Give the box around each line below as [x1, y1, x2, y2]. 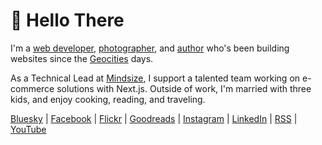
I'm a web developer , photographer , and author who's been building [10, 42, 290, 54]
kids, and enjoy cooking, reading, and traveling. [10, 93, 206, 105]
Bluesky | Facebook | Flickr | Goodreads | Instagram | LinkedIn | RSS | [10, 112, 298, 124]
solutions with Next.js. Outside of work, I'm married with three [56, 82, 312, 94]
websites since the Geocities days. [10, 52, 154, 64]
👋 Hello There [10, 9, 125, 32]
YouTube [10, 123, 47, 135]
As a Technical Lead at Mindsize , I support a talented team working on [10, 72, 301, 84]
